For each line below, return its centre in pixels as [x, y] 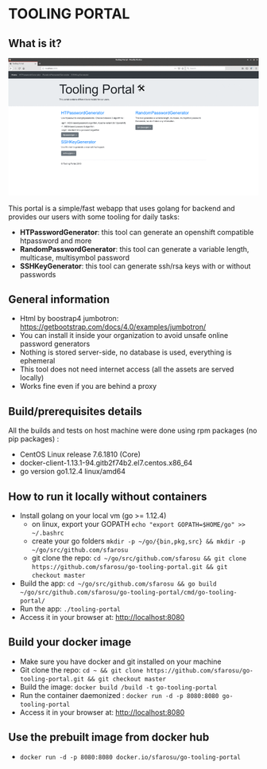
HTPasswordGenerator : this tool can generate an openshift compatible [137, 232]
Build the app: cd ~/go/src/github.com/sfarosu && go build [118, 583]
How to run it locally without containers [108, 496]
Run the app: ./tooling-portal [70, 609]
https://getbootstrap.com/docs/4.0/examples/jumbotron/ [113, 327]
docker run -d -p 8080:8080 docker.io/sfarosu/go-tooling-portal [130, 757]
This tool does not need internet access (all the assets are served [127, 369]
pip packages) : [34, 439]
